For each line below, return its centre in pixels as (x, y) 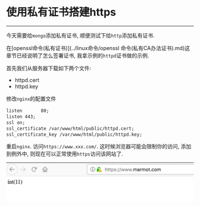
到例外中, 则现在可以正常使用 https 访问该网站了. (65, 154)
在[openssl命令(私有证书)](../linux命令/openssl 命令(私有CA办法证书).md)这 (98, 48)
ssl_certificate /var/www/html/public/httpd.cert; (70, 129)
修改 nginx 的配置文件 (31, 98)
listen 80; (28, 111)
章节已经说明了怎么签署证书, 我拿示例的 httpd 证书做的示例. (78, 55)
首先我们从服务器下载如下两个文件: (49, 68)
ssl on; (16, 123)
